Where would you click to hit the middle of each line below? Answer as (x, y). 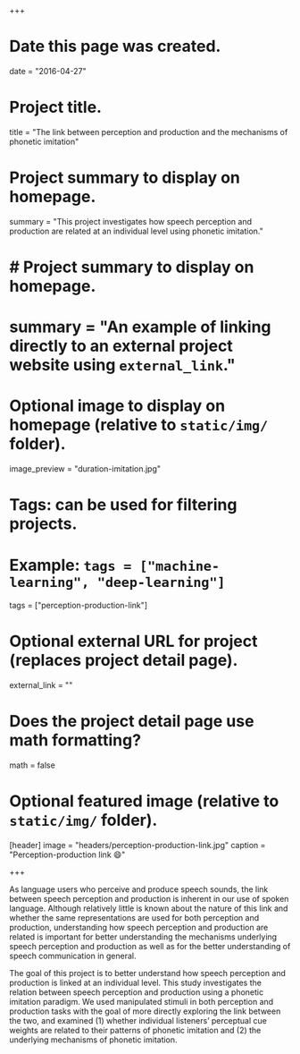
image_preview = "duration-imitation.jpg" (85, 469)
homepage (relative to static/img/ (139, 425)
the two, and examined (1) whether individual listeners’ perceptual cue (138, 1021)
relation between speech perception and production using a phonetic (137, 992)
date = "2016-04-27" (48, 71)
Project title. (56, 107)
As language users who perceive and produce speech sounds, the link (139, 889)
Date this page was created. (115, 47)
